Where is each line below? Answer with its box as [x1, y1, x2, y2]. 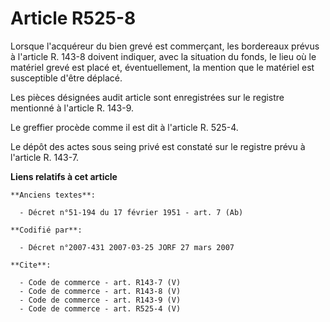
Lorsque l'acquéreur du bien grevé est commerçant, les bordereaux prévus [10, 40, 320, 52]
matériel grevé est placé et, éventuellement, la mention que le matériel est [10, 61, 315, 73]
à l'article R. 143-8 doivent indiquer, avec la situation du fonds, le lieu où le [10, 50, 317, 62]
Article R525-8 [10, 7, 137, 30]
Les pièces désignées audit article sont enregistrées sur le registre [10, 91, 285, 103]
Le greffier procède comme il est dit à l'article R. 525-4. [10, 121, 239, 133]
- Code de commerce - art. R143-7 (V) [19, 277, 182, 287]
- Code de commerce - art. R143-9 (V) [19, 295, 182, 305]
